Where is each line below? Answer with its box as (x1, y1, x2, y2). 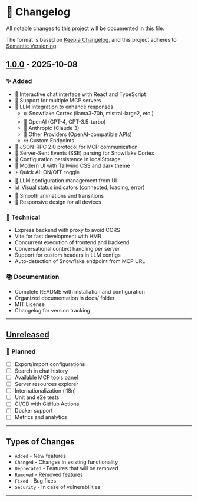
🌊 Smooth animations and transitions (14, 192, 104, 199)
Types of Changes (6, 437, 75, 447)
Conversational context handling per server (14, 245, 120, 252)
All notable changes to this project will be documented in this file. (6, 25, 165, 32)
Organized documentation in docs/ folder (14, 294, 115, 302)
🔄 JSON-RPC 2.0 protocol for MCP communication (14, 143, 138, 150)
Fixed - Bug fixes (14, 477, 57, 484)
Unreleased (6, 330, 50, 340)
